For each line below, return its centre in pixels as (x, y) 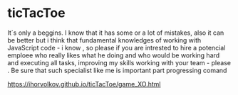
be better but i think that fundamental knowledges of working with (104, 40)
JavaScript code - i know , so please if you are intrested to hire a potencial (117, 47)
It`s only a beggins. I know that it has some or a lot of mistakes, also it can (116, 33)
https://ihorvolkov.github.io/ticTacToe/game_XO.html (84, 84)
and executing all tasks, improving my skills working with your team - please (119, 62)
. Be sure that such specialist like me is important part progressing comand (117, 70)
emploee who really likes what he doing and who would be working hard (114, 55)
